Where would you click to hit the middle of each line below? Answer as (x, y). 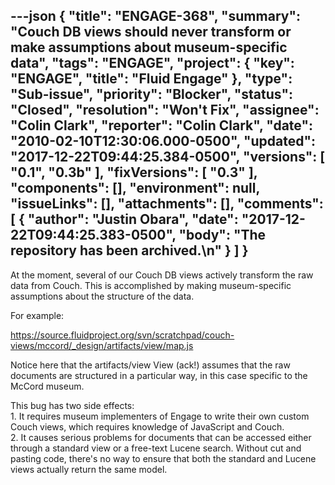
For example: (37, 315)
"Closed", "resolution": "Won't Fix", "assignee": (165, 110)
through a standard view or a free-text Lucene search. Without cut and (156, 448)
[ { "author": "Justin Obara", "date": (124, 219)
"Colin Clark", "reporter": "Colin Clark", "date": (162, 125)
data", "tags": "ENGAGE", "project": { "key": (152, 63)
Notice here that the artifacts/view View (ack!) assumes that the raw (150, 365)
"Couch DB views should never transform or (151, 32)
